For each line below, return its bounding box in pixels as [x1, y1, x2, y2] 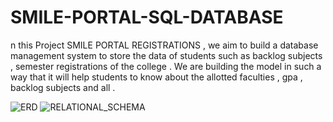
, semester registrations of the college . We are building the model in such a [10, 60, 322, 72]
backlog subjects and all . [10, 81, 116, 93]
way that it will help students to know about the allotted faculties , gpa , [10, 71, 303, 83]
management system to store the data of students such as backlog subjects [10, 49, 323, 61]
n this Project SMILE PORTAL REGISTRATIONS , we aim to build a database [10, 39, 319, 51]
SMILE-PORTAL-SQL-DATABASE [10, 6, 284, 29]
